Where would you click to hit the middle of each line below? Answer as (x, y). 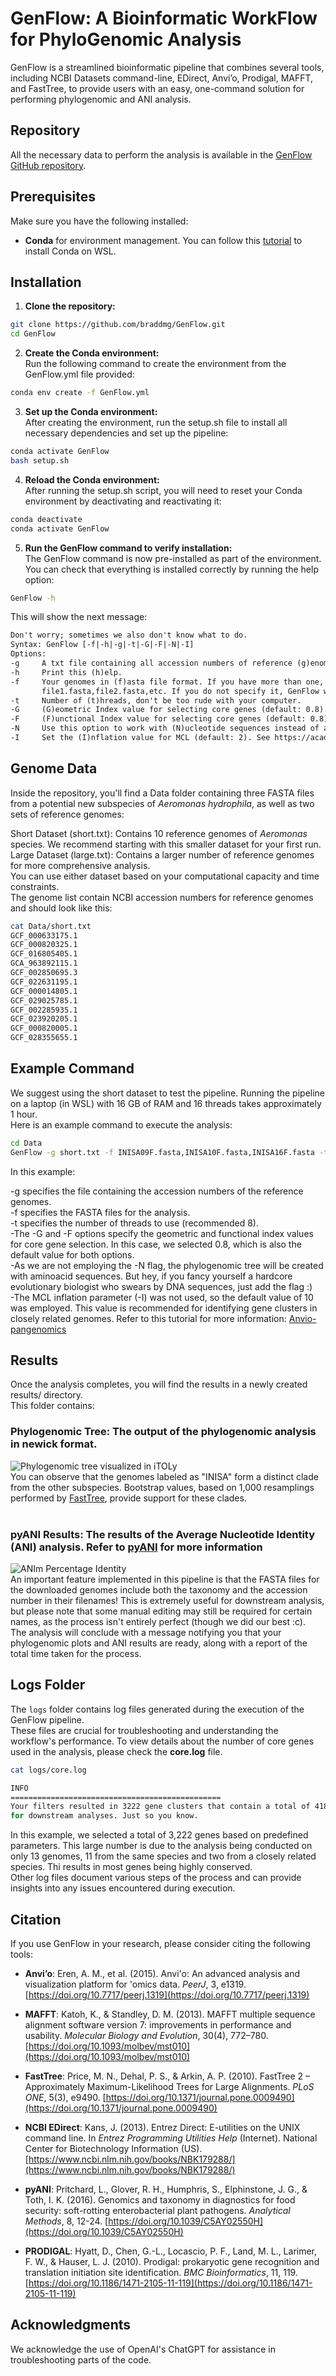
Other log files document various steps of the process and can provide (156, 1878)
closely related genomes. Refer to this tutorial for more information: (148, 1318)
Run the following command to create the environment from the (155, 364)
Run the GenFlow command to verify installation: (128, 548)
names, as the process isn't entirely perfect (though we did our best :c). (158, 1622)
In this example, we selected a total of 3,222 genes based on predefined (159, 1835)
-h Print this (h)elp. (66, 672)
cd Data (26, 1143)
